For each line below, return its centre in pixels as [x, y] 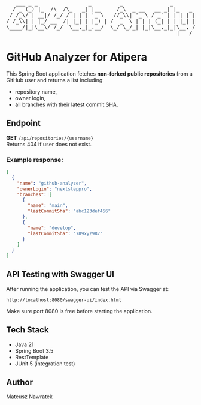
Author [19, 382]
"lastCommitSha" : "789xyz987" [65, 233]
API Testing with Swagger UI [60, 274]
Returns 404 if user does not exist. [49, 144]
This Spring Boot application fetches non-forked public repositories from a [99, 73]
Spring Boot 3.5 [34, 350]
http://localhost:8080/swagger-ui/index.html [64, 300]
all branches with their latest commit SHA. [66, 104]
